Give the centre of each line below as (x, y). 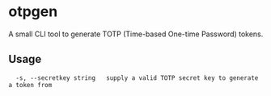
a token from (30, 85)
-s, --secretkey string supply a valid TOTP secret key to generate (137, 78)
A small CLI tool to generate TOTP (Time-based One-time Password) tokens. (136, 34)
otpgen (33, 12)
